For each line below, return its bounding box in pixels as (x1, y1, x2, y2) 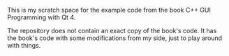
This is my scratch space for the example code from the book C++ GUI (7, 6, 211, 14)
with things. (7, 41, 41, 49)
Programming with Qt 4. (7, 13, 76, 21)
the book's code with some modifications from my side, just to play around (7, 34, 222, 42)
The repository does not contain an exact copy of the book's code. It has (7, 27, 217, 35)
